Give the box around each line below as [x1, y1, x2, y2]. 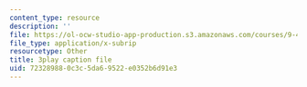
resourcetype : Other [9, 47, 89, 56]
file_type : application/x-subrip [9, 38, 137, 48]
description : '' [9, 22, 71, 31]
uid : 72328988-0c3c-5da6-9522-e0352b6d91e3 [9, 64, 178, 73]
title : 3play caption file [9, 55, 112, 64]
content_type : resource [9, 13, 101, 23]
